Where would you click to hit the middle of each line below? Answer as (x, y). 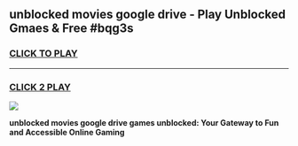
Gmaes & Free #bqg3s (72, 29)
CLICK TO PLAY (43, 54)
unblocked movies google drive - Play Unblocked (148, 15)
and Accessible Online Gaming (67, 132)
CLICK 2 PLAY (40, 87)
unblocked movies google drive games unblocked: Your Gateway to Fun (144, 122)
